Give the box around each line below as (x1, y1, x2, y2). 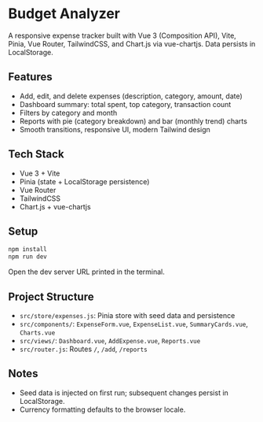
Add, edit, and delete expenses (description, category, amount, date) (19, 91, 243, 101)
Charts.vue (19, 328, 56, 337)
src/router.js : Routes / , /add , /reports (19, 344, 148, 354)
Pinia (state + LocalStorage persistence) (19, 176, 150, 186)
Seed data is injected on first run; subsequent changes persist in (19, 387, 229, 398)
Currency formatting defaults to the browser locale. (19, 405, 186, 414)
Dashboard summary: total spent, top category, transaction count (19, 99, 232, 109)
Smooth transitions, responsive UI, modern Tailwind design (19, 124, 210, 134)
